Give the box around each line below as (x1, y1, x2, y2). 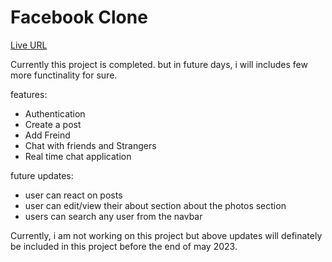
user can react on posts (24, 189, 123, 201)
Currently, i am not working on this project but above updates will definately (10, 229, 323, 241)
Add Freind (24, 129, 71, 141)
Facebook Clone (10, 6, 148, 29)
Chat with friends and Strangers (24, 139, 157, 151)
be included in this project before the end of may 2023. (10, 240, 238, 252)
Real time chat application (24, 150, 132, 162)
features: (10, 88, 48, 100)
